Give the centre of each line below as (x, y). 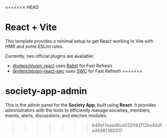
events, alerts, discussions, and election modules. (56, 115)
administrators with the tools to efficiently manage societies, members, (78, 110)
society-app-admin (46, 91)
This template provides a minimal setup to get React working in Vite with (79, 41)
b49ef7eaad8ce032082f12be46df (127, 125)
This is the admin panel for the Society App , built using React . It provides (81, 105)
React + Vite (31, 27)
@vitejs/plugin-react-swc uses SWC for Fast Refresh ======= (78, 71)
